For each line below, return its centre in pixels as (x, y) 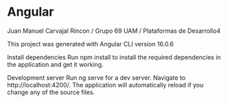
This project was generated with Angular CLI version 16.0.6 (90, 44)
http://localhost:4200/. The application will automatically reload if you (105, 85)
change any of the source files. (51, 92)
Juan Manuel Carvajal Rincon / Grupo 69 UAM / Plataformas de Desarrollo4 (114, 31)
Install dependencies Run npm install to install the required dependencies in (114, 57)
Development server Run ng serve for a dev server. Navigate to (96, 77)
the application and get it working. (56, 64)
